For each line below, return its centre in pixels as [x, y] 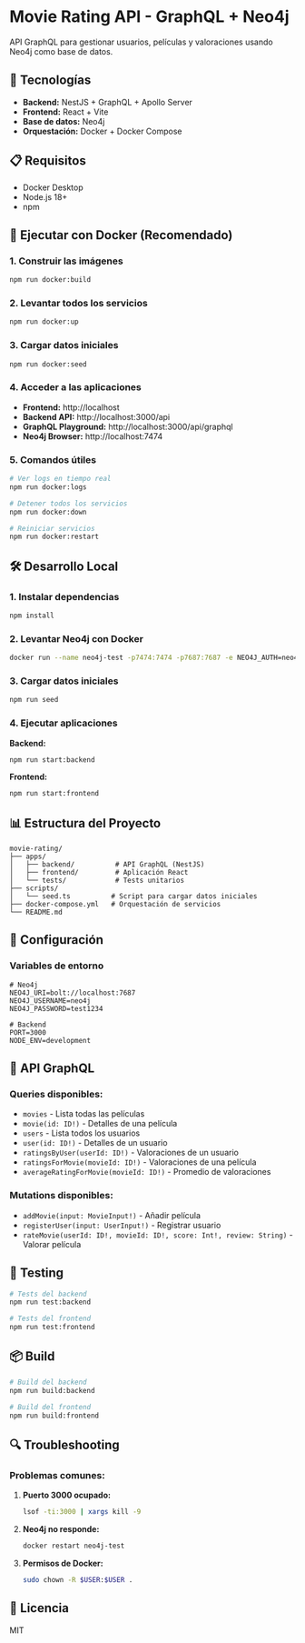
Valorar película [52, 1244]
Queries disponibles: [56, 1095]
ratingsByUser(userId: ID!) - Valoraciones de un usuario [130, 1153]
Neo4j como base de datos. [61, 51]
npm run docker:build [50, 280]
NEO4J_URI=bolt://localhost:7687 [73, 993]
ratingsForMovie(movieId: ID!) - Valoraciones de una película [139, 1162]
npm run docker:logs [49, 487]
